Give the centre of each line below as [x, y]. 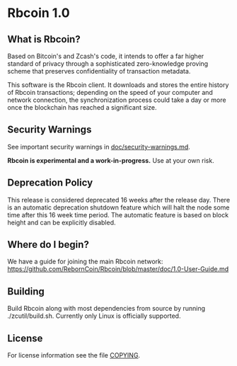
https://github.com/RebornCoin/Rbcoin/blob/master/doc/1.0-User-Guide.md [118, 269]
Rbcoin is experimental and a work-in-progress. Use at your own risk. [111, 160]
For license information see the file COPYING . [74, 355]
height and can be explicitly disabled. [62, 222]
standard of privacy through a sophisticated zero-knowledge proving [108, 64]
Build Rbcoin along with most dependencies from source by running [106, 309]
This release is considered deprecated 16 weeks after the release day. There [119, 200]
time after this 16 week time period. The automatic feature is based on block [118, 215]
